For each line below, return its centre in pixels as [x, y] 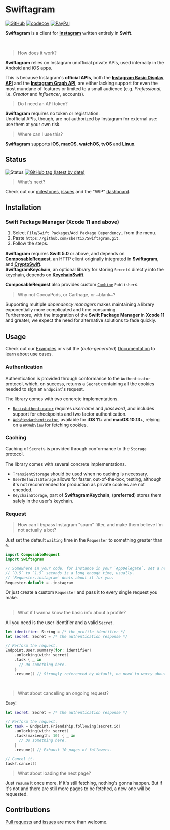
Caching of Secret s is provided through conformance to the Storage [76, 448]
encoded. [23, 490]
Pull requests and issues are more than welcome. [56, 822]
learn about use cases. [29, 354]
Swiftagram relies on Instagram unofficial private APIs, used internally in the [85, 62]
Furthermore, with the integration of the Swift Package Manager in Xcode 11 [85, 315]
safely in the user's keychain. [43, 501]
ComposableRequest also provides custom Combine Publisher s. [72, 285]
